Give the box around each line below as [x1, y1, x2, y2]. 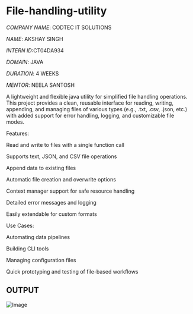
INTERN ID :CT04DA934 [6, 46, 64, 54]
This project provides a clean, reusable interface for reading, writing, [6, 99, 173, 106]
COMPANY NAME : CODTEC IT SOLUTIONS [6, 24, 112, 31]
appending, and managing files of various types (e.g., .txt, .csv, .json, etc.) [6, 105, 188, 112]
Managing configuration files [6, 256, 76, 263]
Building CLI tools [6, 245, 49, 252]
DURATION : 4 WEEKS [6, 70, 59, 77]
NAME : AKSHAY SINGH [6, 35, 63, 42]
